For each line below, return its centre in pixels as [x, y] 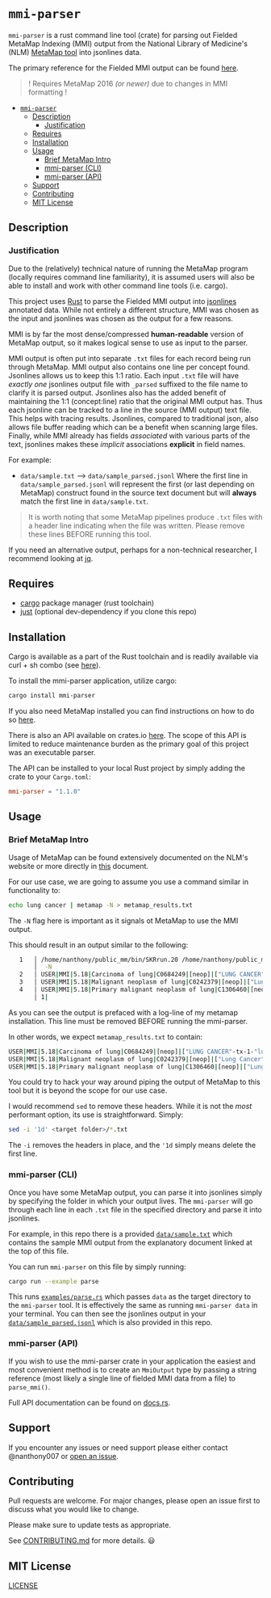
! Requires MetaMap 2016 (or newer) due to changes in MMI [128, 83]
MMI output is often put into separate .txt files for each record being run [130, 358]
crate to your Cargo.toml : [50, 777]
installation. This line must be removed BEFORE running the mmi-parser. [128, 1021]
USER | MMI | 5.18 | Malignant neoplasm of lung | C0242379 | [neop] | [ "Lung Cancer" [137, 1059]
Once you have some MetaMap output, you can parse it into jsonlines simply [135, 1192]
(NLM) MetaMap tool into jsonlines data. [75, 52]
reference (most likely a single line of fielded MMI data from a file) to [122, 1378]
